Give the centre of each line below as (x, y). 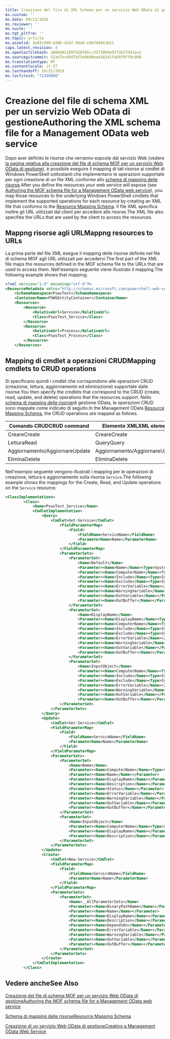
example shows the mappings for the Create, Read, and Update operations (83, 482)
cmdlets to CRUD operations (51, 369)
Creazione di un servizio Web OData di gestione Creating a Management (80, 1026)
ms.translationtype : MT (30, 62)
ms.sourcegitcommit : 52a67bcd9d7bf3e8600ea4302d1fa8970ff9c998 (73, 57)
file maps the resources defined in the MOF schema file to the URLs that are (84, 264)
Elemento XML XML (126, 426)
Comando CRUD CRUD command (49, 426)
